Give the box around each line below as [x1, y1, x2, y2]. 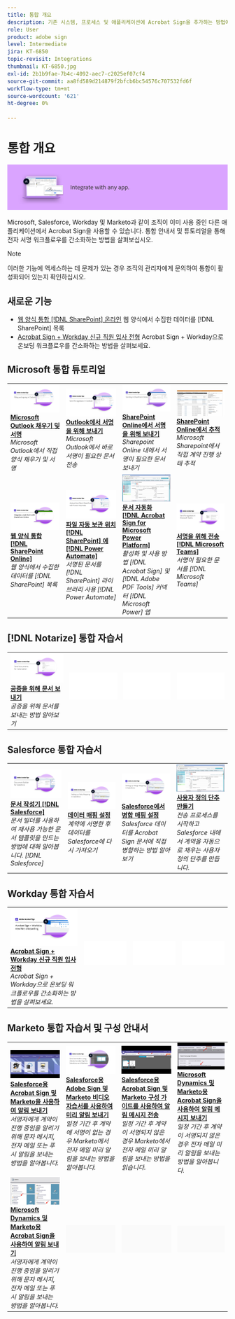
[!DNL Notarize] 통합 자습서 [7, 632, 124, 644]
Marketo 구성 [121, 1093, 159, 1102]
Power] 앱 [122, 608, 150, 616]
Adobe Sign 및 [66, 1084, 108, 1093]
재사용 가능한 [17, 825, 54, 833]
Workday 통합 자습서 [7, 888, 94, 900]
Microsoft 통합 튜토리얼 [7, 364, 106, 376]
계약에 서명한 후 [67, 819, 111, 828]
